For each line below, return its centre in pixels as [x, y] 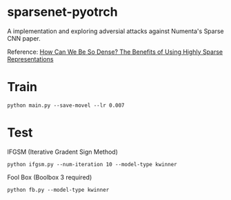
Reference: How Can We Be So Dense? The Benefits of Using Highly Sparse [115, 52]
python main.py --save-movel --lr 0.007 [66, 105]
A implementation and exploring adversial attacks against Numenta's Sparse [115, 31]
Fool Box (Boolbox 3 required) [50, 177]
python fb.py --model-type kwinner [58, 190]
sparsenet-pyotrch [63, 12]
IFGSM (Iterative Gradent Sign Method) [63, 152]
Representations [30, 59]
